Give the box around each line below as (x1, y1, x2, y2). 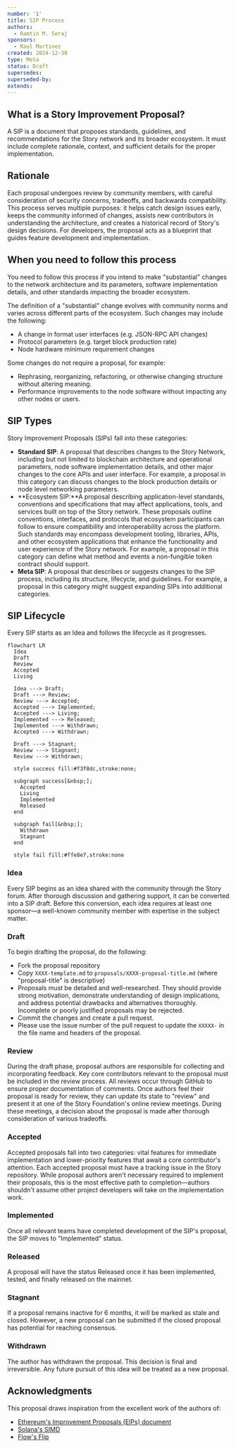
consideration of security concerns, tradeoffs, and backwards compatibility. (7, 196, 228, 204)
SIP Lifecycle (7, 610, 66, 622)
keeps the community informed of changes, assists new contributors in (7, 211, 214, 219)
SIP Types (7, 415, 53, 427)
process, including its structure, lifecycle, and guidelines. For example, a (17, 575, 228, 583)
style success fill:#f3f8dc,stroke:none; (13, 766, 137, 773)
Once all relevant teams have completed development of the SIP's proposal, (7, 1226, 228, 1235)
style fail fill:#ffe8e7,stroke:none (13, 851, 125, 859)
